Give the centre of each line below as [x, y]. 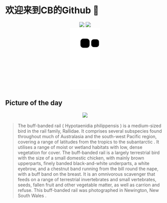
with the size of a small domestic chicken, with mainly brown [81, 158]
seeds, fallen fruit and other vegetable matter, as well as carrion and [89, 185]
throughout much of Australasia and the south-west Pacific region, [87, 136]
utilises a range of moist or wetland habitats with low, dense [80, 147]
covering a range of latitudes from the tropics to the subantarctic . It [88, 142]
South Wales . [32, 195]
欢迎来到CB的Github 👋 [52, 10]
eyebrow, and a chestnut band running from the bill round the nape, [88, 169]
